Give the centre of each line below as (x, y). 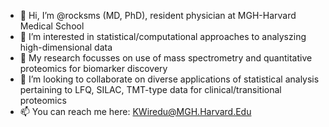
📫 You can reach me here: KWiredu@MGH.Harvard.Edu (135, 111)
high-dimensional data (66, 47)
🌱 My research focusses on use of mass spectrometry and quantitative (166, 58)
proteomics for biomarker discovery (93, 68)
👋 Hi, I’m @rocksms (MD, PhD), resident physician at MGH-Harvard (158, 15)
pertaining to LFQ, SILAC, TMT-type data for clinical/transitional (150, 89)
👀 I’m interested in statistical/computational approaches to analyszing (163, 36)
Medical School (52, 26)
